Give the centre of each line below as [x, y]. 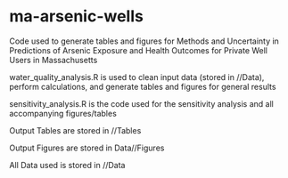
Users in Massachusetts [53, 60]
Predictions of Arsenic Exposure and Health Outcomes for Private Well [139, 50]
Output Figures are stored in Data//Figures [87, 148]
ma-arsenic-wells [77, 16]
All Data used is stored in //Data [67, 165]
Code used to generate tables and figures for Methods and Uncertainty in [144, 41]
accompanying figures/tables [63, 113]
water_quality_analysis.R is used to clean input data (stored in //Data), [137, 77]
